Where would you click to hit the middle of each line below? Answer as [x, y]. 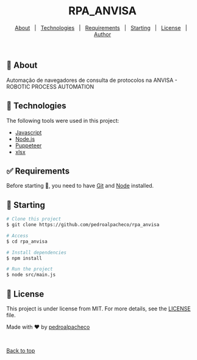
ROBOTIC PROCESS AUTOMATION [50, 86]
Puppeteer [28, 145]
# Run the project [30, 269]
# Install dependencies [37, 252]
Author [102, 34]
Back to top [21, 351]
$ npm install [24, 258]
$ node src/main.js [31, 275]
